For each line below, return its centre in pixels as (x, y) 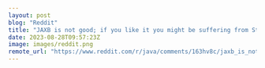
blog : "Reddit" (33, 23)
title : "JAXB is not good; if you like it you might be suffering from (128, 30)
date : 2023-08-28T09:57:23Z (54, 37)
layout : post (30, 15)
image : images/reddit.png (50, 45)
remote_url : (28, 52)
